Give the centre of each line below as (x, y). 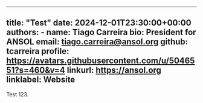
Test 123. (18, 94)
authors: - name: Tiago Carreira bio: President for (101, 32)
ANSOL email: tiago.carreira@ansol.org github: (97, 42)
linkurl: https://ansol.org (114, 70)
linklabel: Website (41, 80)
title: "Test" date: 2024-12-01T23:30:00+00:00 (99, 23)
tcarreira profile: (38, 51)
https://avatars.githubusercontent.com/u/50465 (101, 61)
